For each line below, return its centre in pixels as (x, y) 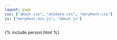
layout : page (18, 10)
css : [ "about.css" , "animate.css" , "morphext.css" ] (58, 14)
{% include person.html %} (32, 33)
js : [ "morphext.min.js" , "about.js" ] (43, 19)
